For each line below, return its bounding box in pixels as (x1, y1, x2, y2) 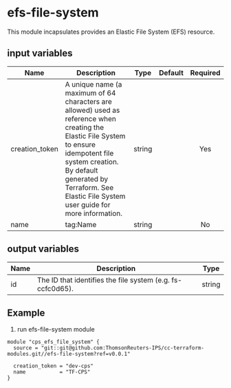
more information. (65, 208, 122, 218)
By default (65, 165, 98, 175)
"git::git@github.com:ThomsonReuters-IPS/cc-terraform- (41, 345, 205, 352)
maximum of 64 (65, 88, 116, 98)
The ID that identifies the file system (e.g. (36, 275, 170, 285)
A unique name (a (65, 79, 122, 89)
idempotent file (65, 148, 114, 158)
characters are (65, 96, 112, 106)
